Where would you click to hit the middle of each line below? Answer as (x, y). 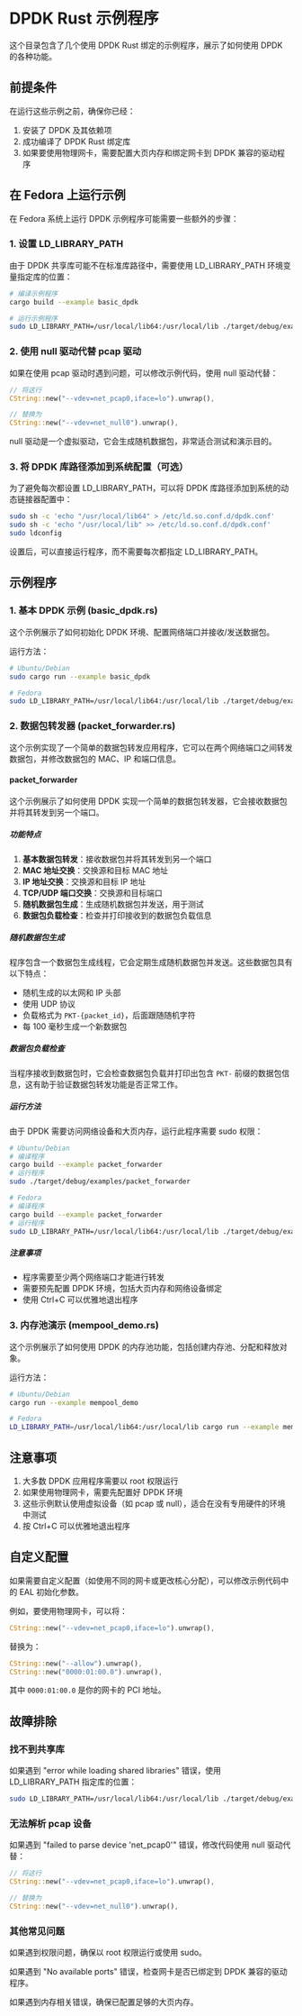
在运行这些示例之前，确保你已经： (72, 111)
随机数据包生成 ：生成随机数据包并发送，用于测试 (113, 904)
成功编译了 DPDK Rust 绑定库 (76, 141)
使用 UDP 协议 (49, 1003)
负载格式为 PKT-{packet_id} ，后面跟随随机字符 (109, 1015)
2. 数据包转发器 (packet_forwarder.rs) (93, 726)
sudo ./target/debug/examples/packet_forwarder (100, 1181)
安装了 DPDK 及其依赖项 (67, 130)
